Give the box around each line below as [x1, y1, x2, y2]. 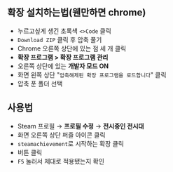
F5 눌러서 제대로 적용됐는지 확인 [17, 157, 105, 165]
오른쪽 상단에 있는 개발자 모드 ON [17, 62, 109, 70]
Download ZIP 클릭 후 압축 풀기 [17, 35, 102, 44]
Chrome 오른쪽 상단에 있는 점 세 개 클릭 [17, 44, 127, 53]
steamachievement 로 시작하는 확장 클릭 [17, 139, 125, 147]
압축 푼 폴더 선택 [17, 79, 63, 88]
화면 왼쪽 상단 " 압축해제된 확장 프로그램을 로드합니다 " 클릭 [17, 70, 167, 79]
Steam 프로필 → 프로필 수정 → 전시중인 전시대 [17, 121, 144, 130]
